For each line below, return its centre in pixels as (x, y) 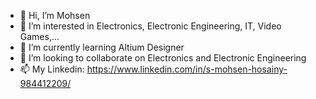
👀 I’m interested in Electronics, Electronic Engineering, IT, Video (150, 26)
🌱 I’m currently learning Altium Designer (102, 47)
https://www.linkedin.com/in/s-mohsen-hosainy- (187, 69)
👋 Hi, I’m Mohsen (55, 15)
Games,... (39, 36)
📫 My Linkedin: (52, 69)
